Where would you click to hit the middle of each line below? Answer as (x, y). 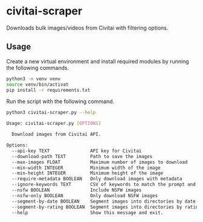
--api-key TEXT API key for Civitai (77, 151)
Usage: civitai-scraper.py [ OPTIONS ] (54, 124)
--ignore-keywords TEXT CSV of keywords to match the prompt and (104, 185)
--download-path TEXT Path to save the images (82, 156)
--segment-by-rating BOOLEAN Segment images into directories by (97, 207)
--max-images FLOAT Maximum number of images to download (100, 162)
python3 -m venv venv (34, 79)
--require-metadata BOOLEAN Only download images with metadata (97, 179)
